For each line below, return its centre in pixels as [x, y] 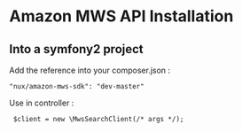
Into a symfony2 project [76, 49]
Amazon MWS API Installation [121, 16]
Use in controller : [42, 103]
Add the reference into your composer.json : [90, 70]
